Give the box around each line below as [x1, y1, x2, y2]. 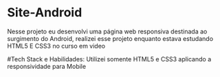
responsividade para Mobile [7, 62, 87, 70]
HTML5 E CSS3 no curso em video [7, 42, 105, 50]
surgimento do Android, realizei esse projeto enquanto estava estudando [7, 34, 214, 42]
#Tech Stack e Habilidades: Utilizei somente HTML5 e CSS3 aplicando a [7, 55, 212, 63]
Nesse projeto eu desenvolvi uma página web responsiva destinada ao [7, 27, 208, 35]
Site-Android [7, 5, 82, 20]
